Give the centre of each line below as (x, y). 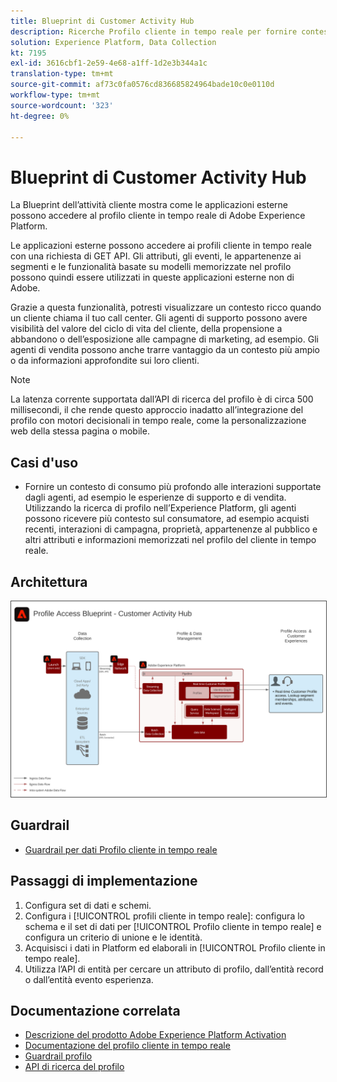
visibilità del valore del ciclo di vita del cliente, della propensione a (146, 329)
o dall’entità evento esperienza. (89, 979)
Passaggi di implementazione (104, 881)
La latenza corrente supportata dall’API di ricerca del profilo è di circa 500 (162, 399)
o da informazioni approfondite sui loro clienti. (105, 361)
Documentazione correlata (95, 1010)
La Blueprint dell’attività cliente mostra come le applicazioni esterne (149, 205)
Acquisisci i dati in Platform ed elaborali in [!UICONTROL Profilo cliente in (175, 947)
